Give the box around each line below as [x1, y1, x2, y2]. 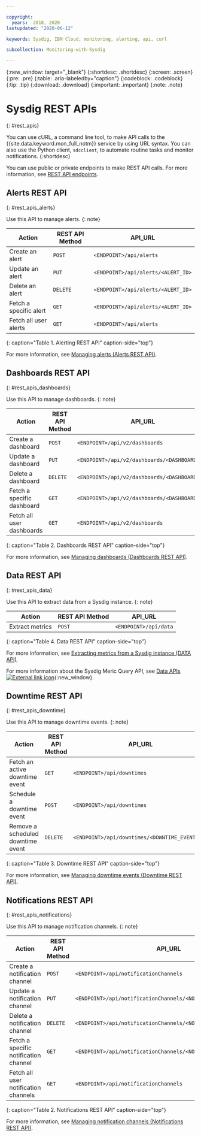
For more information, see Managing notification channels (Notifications [6, 1118, 184, 1125]
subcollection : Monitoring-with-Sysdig [6, 47, 106, 53]
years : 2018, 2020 [11, 19, 60, 26]
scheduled [9, 830, 39, 838]
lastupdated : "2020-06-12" [6, 25, 74, 31]
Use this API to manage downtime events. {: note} [6, 718, 129, 725]
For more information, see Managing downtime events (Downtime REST [6, 872, 182, 879]
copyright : [6, 14, 33, 20]
